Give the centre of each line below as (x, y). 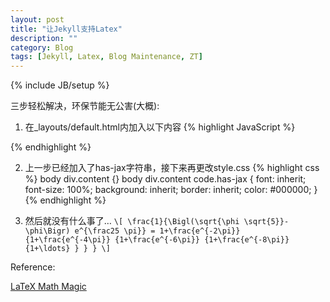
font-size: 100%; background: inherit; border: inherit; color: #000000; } (171, 190)
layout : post (37, 19)
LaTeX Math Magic (48, 287)
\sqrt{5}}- (266, 222)
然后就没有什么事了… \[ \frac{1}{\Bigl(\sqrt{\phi (132, 221)
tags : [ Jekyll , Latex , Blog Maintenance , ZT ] (106, 57)
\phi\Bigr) (47, 231)
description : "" (44, 38)
